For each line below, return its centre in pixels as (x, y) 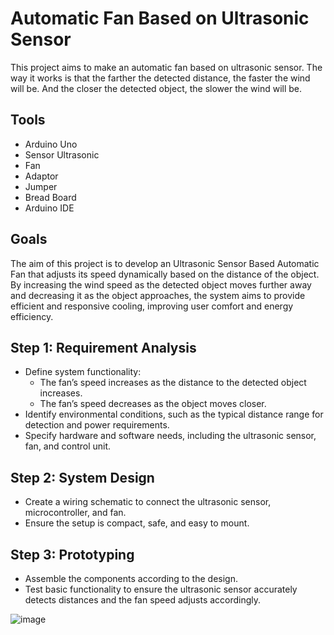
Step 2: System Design (82, 477)
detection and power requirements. (97, 425)
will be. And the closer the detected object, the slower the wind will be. (156, 88)
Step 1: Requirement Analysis (103, 347)
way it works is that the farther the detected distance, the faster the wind (160, 78)
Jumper (41, 186)
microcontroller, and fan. (75, 513)
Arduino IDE (49, 208)
